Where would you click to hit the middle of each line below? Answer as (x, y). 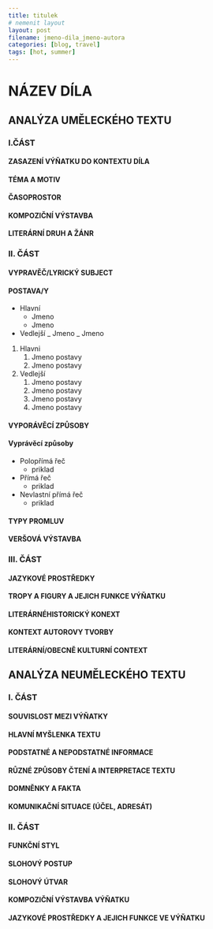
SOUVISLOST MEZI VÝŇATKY (58, 716)
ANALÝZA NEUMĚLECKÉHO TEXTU (97, 675)
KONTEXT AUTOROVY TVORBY (61, 632)
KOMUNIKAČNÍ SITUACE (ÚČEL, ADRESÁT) (80, 806)
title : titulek (33, 15)
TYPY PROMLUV (36, 520)
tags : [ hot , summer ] (42, 52)
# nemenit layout (37, 23)
